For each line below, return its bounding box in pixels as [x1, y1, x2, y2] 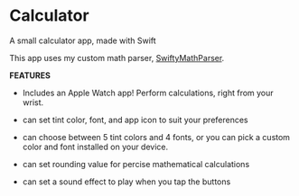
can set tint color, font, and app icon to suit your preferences [22, 114, 248, 125]
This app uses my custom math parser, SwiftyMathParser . [9, 52, 225, 63]
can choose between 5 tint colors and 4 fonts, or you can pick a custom [22, 131, 291, 142]
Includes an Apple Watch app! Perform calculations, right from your [22, 87, 274, 98]
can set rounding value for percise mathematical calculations [22, 158, 250, 169]
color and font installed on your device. [22, 141, 169, 152]
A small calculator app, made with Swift [9, 35, 156, 46]
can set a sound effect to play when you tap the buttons [22, 176, 231, 187]
